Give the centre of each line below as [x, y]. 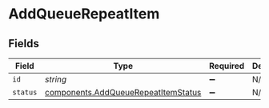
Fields [24, 44]
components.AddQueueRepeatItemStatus [123, 92]
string [56, 79]
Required [227, 66]
